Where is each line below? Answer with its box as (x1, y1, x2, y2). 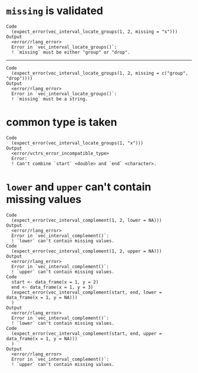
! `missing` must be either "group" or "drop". (11, 49, 131, 55)
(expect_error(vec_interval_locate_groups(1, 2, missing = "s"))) (11, 28, 178, 35)
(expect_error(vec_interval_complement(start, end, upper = (11, 331, 162, 337)
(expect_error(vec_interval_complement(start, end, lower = (11, 289, 162, 295)
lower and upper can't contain (6, 181, 151, 194)
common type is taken (6, 116, 117, 129)
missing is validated (6, 4, 103, 18)
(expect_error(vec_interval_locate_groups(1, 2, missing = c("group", (11, 70, 189, 76)
